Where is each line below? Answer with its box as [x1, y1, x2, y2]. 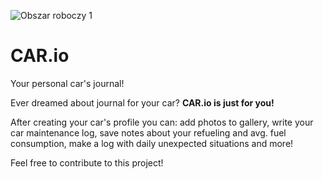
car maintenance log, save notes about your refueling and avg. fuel [10, 126, 287, 139]
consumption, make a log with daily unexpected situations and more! [10, 137, 294, 149]
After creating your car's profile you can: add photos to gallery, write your [10, 116, 314, 128]
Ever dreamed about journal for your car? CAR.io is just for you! [10, 96, 275, 109]
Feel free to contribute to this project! [10, 156, 164, 169]
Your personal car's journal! [10, 77, 125, 89]
